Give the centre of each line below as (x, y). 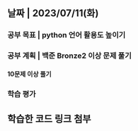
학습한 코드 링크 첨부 (49, 119)
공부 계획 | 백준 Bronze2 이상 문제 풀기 (70, 56)
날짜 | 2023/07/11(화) (53, 13)
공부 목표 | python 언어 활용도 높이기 (67, 35)
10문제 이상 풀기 (29, 74)
